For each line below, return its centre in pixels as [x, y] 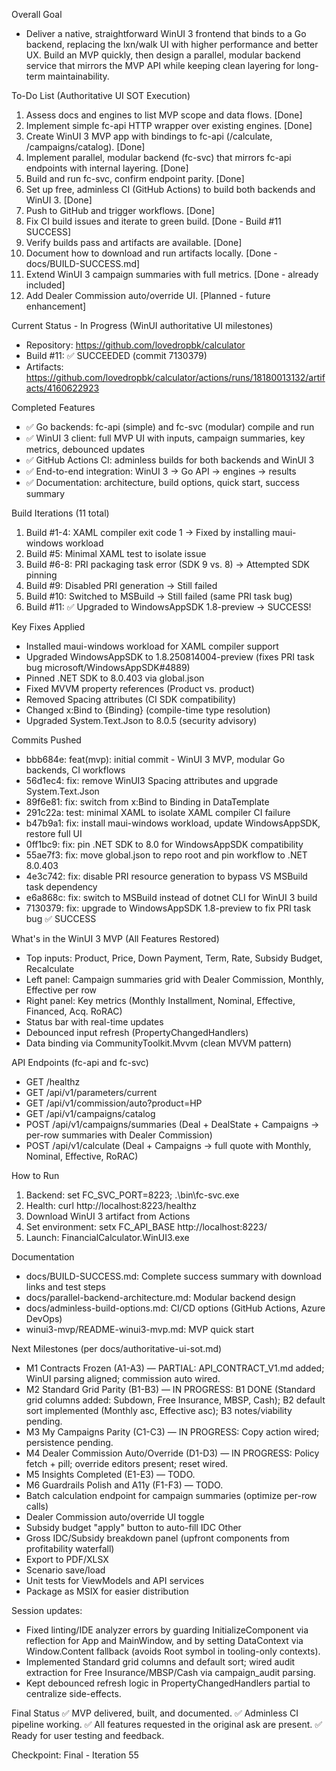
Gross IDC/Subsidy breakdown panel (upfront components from [157, 1538]
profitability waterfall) [70, 1548]
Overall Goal [37, 14]
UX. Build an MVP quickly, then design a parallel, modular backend [163, 55]
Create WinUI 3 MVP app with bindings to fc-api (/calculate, [149, 136]
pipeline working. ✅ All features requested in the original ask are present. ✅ [167, 1724]
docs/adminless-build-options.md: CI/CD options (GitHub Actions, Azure [175, 1308]
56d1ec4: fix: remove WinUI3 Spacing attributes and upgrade [152, 780]
